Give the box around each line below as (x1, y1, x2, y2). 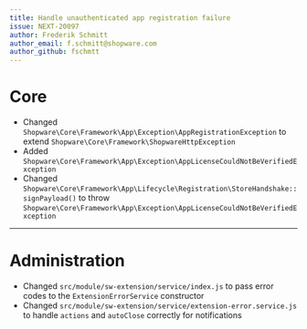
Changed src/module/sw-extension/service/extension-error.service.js (22, 300, 297, 311)
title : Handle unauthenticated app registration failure (9, 13, 231, 23)
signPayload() (22, 194, 77, 203)
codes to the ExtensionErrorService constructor (22, 291, 205, 301)
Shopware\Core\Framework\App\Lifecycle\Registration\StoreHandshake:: (22, 184, 298, 194)
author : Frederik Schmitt (9, 30, 108, 39)
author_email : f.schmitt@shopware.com (9, 38, 157, 48)
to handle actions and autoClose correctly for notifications (22, 310, 242, 320)
